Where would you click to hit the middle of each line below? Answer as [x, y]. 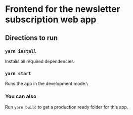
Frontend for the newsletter [63, 9]
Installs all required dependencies [40, 61]
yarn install [21, 51]
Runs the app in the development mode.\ [46, 84]
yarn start [18, 73]
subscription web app [51, 19]
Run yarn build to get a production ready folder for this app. [67, 107]
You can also [21, 96]
